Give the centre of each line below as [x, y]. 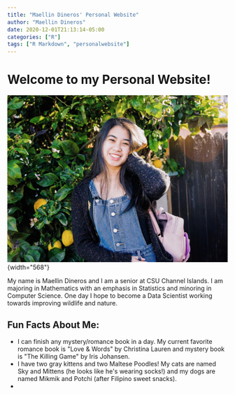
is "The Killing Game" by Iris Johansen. [74, 357]
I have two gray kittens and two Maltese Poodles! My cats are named [117, 364]
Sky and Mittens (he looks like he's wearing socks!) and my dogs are [116, 371]
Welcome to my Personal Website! [109, 80]
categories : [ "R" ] [34, 37]
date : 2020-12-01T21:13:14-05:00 [56, 29]
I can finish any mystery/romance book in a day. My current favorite [115, 342]
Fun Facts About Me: [54, 325]
